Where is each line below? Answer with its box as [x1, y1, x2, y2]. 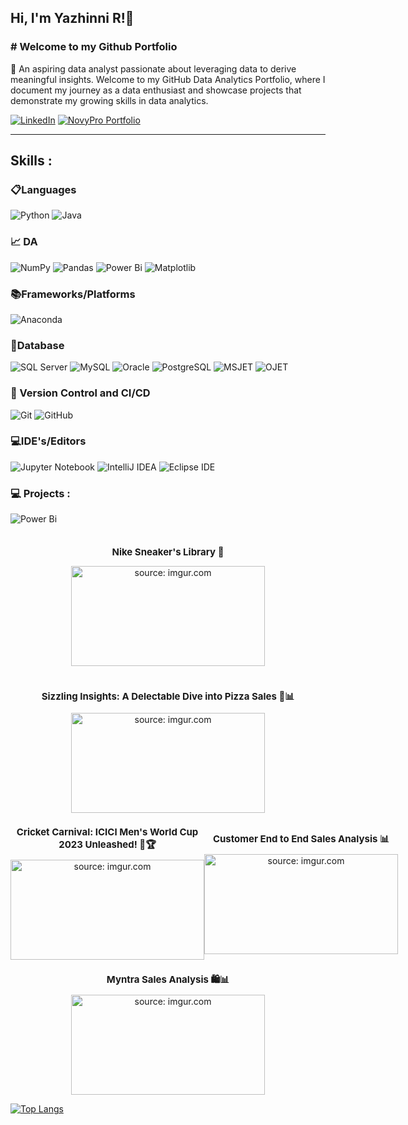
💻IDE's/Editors [10, 434, 87, 448]
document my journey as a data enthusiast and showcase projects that [10, 84, 302, 96]
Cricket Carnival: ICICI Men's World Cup [16, 826, 199, 839]
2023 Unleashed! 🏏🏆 [58, 838, 157, 851]
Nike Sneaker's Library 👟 [111, 546, 225, 559]
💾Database [10, 338, 65, 352]
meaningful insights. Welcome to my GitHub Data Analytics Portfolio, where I [10, 73, 326, 85]
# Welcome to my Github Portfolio [10, 40, 178, 54]
